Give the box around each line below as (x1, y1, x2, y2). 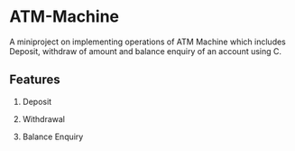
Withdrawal (22, 113, 66, 124)
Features (9, 72, 60, 88)
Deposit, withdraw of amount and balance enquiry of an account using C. (9, 45, 282, 56)
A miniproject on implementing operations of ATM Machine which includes (9, 36, 286, 47)
